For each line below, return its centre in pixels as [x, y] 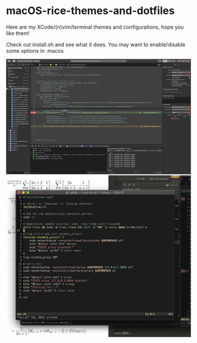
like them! [18, 33]
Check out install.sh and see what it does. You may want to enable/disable [96, 44]
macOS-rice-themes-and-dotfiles [90, 11]
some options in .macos [35, 50]
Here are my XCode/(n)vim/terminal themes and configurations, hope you [95, 27]
